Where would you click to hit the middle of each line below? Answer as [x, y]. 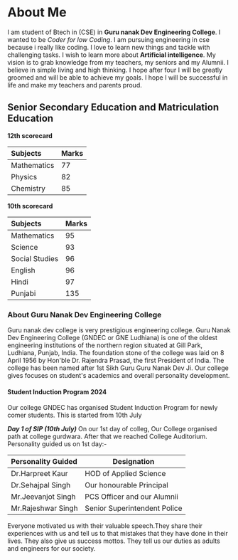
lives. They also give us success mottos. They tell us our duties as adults [114, 541]
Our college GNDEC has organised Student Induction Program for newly [113, 408]
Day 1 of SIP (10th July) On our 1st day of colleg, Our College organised [112, 429]
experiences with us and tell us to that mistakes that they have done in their [118, 534]
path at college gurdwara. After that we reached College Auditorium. [107, 437]
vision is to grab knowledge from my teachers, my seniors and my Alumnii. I [118, 62]
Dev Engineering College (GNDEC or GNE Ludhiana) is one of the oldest [113, 338]
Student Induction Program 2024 [57, 391]
